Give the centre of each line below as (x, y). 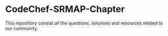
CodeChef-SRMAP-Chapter (65, 9)
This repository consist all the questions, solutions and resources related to (84, 23)
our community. (22, 28)
